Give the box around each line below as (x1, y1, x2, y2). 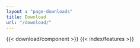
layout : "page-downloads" (6, 8, 73, 15)
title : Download (6, 14, 46, 20)
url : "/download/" (6, 19, 52, 25)
